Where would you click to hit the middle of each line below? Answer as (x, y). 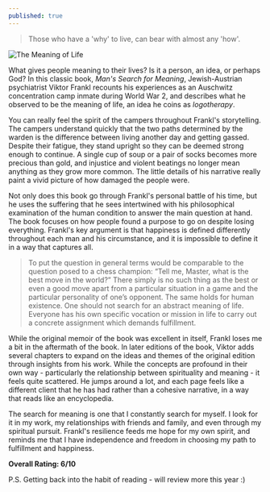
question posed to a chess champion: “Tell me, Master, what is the (138, 271)
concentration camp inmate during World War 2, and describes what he (127, 96)
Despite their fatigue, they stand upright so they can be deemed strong (126, 145)
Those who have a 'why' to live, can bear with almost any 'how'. (134, 39)
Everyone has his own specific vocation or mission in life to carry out (142, 314)
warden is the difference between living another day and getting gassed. (129, 137)
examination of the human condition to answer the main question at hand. (131, 213)
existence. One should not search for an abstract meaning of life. (136, 305)
